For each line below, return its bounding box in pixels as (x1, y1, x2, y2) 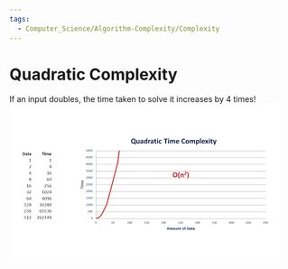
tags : (9, 14, 30, 23)
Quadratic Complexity (9, 64, 178, 85)
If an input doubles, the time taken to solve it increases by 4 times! (9, 94, 256, 105)
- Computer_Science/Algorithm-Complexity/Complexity (17, 23, 220, 33)
